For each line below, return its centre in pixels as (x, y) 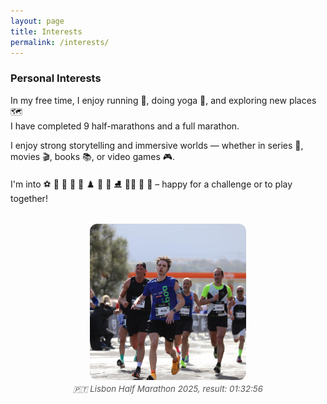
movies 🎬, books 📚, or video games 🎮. (93, 156)
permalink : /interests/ (60, 42)
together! (29, 198)
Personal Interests (56, 78)
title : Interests (46, 31)
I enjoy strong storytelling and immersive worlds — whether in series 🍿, (157, 145)
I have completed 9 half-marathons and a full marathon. (125, 126)
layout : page (37, 21)
